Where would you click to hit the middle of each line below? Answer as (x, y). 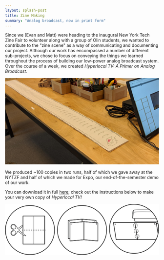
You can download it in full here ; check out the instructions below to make (79, 192)
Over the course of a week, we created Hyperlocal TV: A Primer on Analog (80, 66)
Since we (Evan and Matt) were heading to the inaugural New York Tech (77, 35)
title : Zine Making (25, 15)
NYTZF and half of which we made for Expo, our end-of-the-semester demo (82, 178)
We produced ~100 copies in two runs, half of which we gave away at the (79, 172)
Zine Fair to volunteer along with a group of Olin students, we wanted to (77, 40)
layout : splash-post (26, 10)
